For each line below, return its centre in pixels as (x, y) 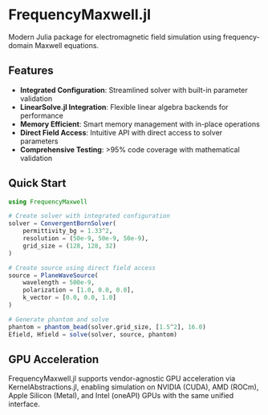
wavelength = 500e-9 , (59, 283)
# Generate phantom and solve (59, 319)
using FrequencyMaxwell (48, 202)
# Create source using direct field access (82, 268)
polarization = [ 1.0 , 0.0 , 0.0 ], (79, 290)
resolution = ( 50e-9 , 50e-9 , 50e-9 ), (86, 239)
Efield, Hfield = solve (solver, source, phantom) (93, 334)
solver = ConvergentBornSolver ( (62, 224)
